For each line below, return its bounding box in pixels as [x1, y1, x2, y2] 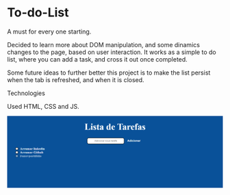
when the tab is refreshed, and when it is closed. [7, 75, 145, 83]
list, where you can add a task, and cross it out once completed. [7, 55, 188, 63]
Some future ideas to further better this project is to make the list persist [7, 68, 211, 77]
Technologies [7, 89, 46, 97]
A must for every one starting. [7, 27, 92, 36]
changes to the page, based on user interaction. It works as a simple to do [7, 48, 217, 56]
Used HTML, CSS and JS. [7, 102, 80, 110]
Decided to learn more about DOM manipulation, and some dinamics [7, 40, 201, 49]
